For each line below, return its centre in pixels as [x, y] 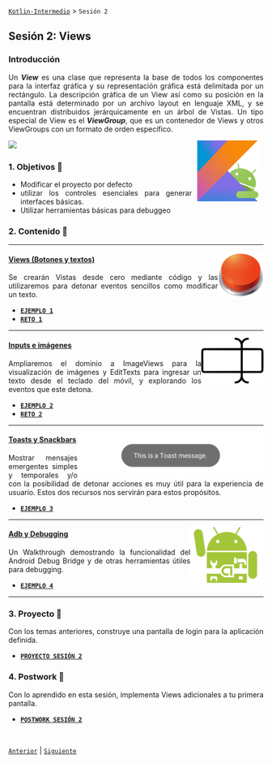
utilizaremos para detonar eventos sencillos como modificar [113, 286]
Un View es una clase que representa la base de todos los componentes [136, 77]
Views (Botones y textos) [52, 259]
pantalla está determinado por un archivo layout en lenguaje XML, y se [136, 103]
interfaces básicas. [52, 201]
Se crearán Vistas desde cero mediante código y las [113, 278]
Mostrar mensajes [43, 458]
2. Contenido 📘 [38, 231]
